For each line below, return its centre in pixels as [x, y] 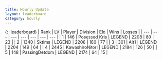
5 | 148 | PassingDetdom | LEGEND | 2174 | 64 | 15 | [56, 52]
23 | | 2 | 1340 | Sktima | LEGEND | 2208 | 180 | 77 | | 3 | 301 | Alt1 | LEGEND [81, 42]
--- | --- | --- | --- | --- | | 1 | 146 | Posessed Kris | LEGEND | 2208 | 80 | [82, 37]
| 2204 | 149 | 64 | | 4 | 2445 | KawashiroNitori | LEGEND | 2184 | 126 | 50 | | [81, 47]
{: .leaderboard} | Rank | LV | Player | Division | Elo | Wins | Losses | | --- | [79, 32]
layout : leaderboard [26, 14]
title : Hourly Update [27, 9]
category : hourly [23, 18]
